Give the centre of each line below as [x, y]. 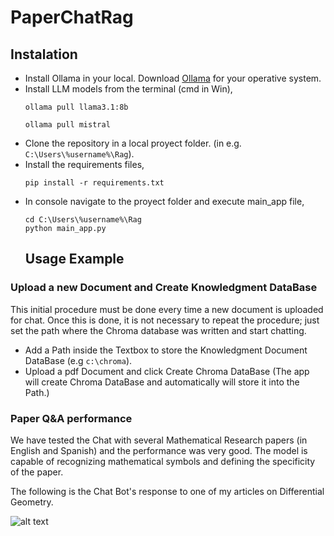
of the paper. [37, 472]
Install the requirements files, [84, 164]
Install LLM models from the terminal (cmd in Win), [128, 89]
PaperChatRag [72, 17]
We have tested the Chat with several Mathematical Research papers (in [159, 440]
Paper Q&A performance [71, 418]
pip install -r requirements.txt [94, 183]
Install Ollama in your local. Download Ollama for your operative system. [173, 78]
